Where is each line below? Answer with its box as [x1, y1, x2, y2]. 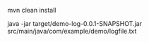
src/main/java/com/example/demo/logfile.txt [7, 27, 137, 35]
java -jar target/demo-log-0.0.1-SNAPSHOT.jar [7, 20, 143, 27]
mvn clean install [7, 6, 56, 14]
